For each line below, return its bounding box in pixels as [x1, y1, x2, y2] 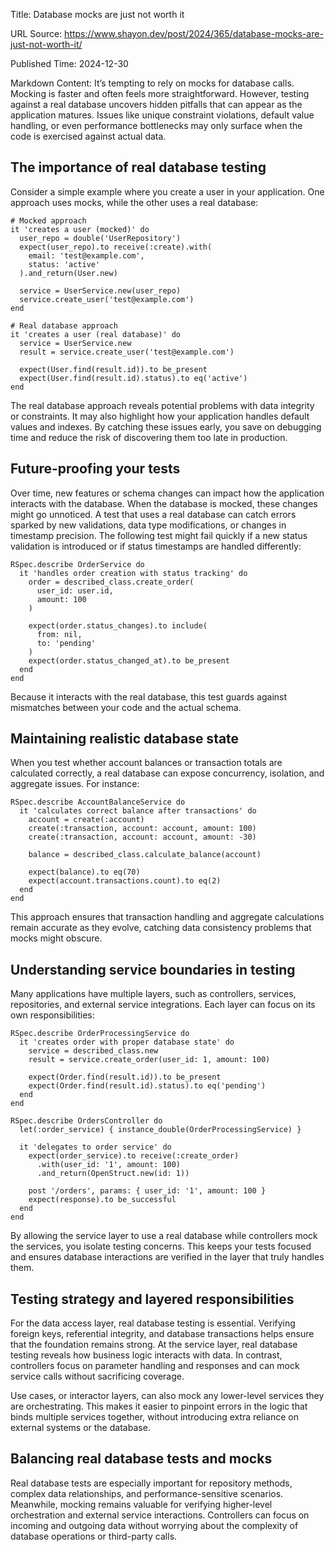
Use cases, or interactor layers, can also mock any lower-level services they [10, 1390, 325, 1402]
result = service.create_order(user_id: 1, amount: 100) [28, 1055, 271, 1065]
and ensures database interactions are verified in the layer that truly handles [10, 1251, 325, 1263]
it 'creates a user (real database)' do [10, 329, 182, 339]
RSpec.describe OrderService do [10, 559, 145, 569]
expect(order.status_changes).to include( [28, 620, 208, 631]
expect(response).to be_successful [28, 1195, 177, 1205]
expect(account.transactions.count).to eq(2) [28, 876, 222, 886]
